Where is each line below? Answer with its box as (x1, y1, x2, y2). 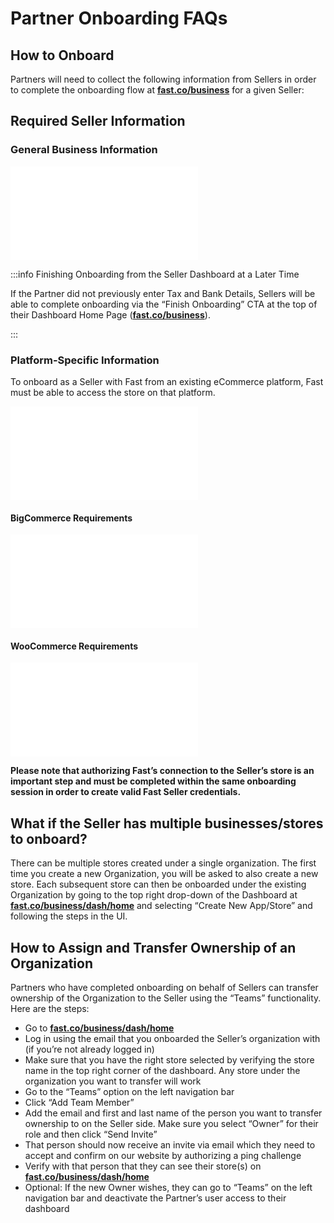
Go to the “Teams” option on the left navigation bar (24, 1086, 235, 1098)
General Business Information (10, 143, 158, 157)
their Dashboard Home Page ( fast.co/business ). (10, 308, 211, 321)
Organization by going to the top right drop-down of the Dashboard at (10, 889, 298, 901)
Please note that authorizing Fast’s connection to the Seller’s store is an (10, 765, 315, 777)
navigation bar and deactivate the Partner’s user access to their (24, 1192, 287, 1204)
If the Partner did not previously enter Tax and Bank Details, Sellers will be (10, 287, 316, 299)
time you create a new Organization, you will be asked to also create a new (10, 868, 319, 880)
